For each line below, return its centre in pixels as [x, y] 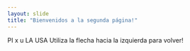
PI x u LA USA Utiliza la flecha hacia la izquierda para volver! [96, 40]
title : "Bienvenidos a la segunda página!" [73, 20]
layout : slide [28, 14]
